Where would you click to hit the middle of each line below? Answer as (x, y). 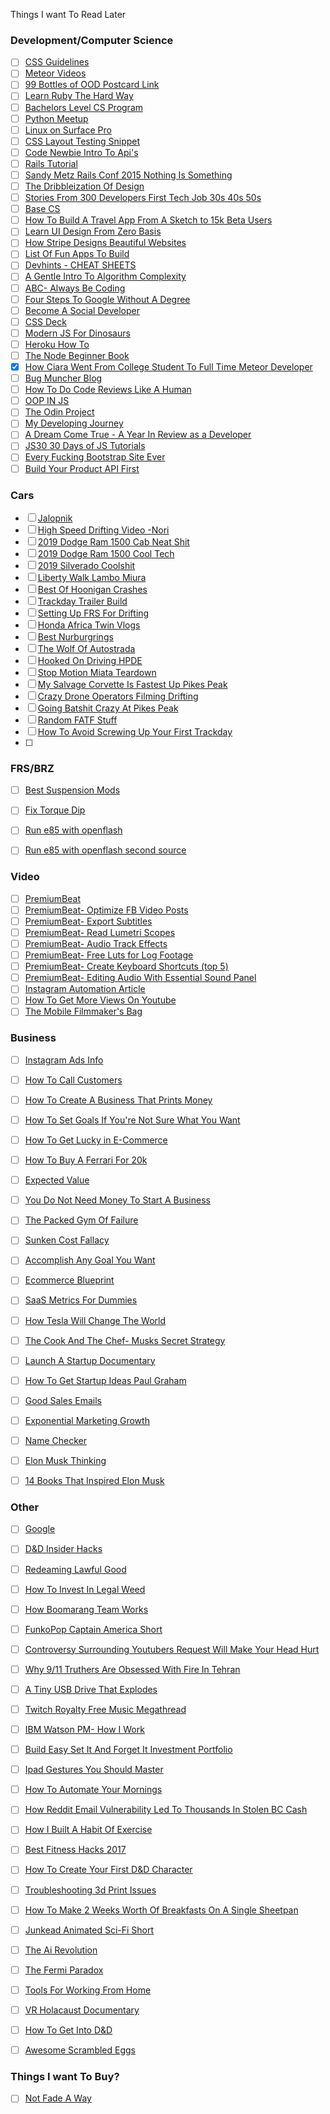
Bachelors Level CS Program (84, 107)
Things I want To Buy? (65, 2077)
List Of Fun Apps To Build (77, 254)
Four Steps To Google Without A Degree (107, 299)
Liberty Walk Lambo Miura (92, 577)
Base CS (42, 209)
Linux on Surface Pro (68, 130)
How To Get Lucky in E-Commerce (96, 1140)
